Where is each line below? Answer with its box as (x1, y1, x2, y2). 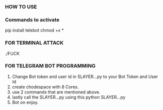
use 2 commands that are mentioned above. (12, 89, 100, 95)
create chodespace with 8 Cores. (12, 84, 79, 90)
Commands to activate (5, 16, 60, 23)
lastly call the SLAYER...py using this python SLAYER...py (12, 94, 126, 100)
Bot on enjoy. (12, 99, 39, 105)
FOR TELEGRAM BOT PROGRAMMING (5, 63, 96, 69)
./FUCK (5, 50, 20, 56)
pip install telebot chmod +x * (5, 28, 64, 33)
